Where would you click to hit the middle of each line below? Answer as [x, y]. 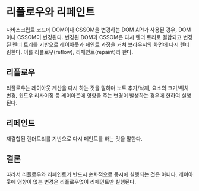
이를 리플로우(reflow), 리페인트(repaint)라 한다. [78, 52]
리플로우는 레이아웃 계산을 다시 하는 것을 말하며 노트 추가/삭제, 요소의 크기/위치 [97, 88]
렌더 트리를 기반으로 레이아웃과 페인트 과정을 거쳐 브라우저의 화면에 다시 [96, 44]
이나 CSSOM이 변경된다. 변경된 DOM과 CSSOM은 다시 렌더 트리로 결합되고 [94, 37]
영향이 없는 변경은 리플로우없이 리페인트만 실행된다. [77, 182]
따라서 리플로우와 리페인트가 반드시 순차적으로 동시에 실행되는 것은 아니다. [92, 174]
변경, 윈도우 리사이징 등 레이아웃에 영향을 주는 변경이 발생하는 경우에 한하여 [93, 95]
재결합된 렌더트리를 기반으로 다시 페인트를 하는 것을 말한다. [74, 139]
